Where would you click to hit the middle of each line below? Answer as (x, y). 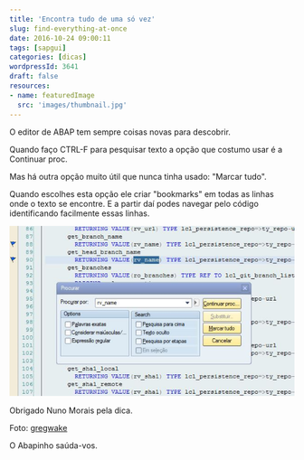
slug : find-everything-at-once (68, 28)
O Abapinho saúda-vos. (53, 446)
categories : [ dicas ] (48, 57)
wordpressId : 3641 (44, 67)
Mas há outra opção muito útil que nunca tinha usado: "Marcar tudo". (138, 176)
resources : (30, 86)
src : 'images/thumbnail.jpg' (72, 105)
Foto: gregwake (38, 428)
